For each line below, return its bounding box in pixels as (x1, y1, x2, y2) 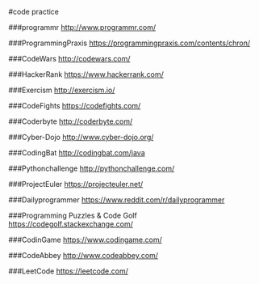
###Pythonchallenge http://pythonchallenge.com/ (8, 163, 175, 173)
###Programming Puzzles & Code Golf (8, 210, 137, 220)
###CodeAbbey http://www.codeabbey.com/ (8, 251, 159, 260)
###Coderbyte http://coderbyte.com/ (8, 117, 133, 126)
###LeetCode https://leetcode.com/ (8, 266, 129, 276)
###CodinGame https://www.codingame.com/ (8, 235, 163, 244)
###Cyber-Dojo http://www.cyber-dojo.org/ (8, 133, 154, 142)
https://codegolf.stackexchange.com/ (8, 219, 133, 229)
